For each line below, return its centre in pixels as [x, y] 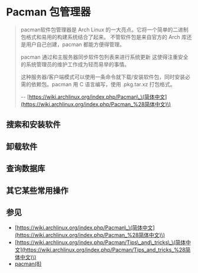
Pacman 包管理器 [48, 12]
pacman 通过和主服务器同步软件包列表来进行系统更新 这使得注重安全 [104, 57]
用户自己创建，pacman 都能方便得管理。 [75, 44]
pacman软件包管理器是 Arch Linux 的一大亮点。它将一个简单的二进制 [105, 30]
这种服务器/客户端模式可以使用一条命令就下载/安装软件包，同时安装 [103, 77]
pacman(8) [28, 264]
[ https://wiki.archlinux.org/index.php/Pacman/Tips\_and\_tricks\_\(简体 [100, 242]
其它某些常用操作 [37, 191]
